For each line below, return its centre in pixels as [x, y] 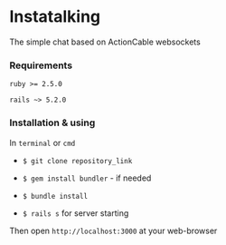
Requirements [41, 65]
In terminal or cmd [42, 142]
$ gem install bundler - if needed [87, 178]
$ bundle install [55, 196]
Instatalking [55, 17]
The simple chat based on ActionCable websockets [105, 42]
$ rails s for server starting [75, 213]
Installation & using [52, 122]
